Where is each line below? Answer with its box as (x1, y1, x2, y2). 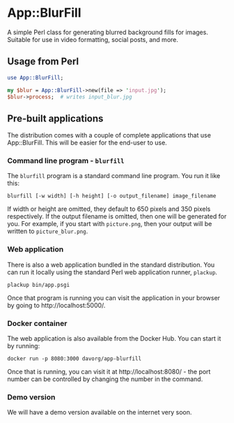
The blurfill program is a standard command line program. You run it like (7, 172, 221, 180)
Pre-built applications (7, 112, 104, 124)
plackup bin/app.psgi (7, 281, 70, 288)
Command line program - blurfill (7, 156, 125, 165)
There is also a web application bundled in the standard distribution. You (7, 260, 215, 269)
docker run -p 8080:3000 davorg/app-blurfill (7, 355, 141, 362)
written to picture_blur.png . (7, 227, 88, 235)
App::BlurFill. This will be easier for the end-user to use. (7, 138, 167, 147)
